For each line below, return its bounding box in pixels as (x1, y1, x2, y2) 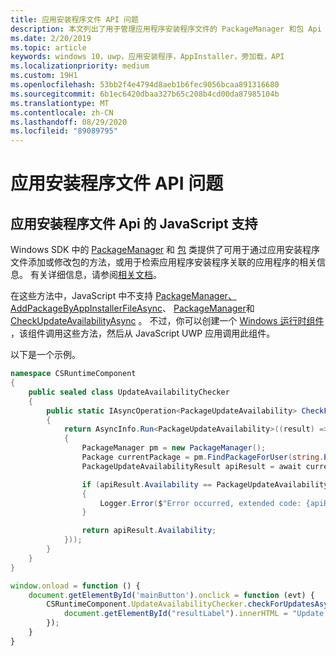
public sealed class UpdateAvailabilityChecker (28, 387, 230, 397)
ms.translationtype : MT (10, 98, 110, 108)
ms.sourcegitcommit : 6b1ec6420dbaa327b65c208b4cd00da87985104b (10, 89, 280, 99)
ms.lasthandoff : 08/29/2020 (10, 117, 128, 127)
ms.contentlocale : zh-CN (10, 107, 114, 118)
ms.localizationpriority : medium (10, 61, 150, 71)
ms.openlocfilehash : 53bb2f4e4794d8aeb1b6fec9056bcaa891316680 (10, 80, 280, 90)
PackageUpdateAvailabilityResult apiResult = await (81, 461, 302, 471)
